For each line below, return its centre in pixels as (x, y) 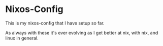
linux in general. (22, 38)
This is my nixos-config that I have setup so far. (55, 23)
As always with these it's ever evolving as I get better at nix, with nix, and (82, 32)
